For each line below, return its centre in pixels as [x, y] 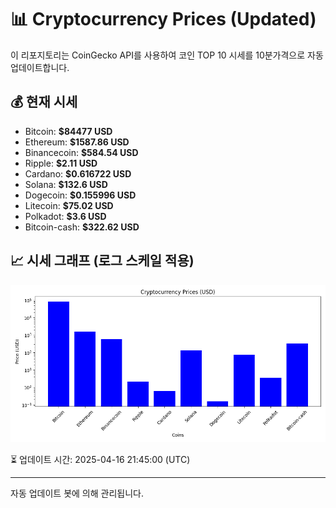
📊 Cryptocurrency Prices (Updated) [163, 19]
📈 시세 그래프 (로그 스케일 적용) [102, 261]
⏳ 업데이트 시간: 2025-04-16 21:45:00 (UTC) [100, 459]
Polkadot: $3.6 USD [65, 216]
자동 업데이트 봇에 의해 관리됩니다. [77, 493]
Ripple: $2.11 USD [61, 163]
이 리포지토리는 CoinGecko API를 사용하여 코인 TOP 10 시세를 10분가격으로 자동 [167, 55]
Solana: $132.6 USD [66, 184]
